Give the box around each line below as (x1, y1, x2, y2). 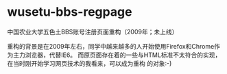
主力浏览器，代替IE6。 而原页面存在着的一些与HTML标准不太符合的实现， (12, 51, 222, 59)
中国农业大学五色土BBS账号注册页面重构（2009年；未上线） (7, 27, 178, 36)
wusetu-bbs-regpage (7, 4, 132, 20)
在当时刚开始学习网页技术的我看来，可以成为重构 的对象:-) (7, 59, 172, 67)
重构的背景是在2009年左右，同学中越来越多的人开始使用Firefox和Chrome (7, 42, 215, 50)
